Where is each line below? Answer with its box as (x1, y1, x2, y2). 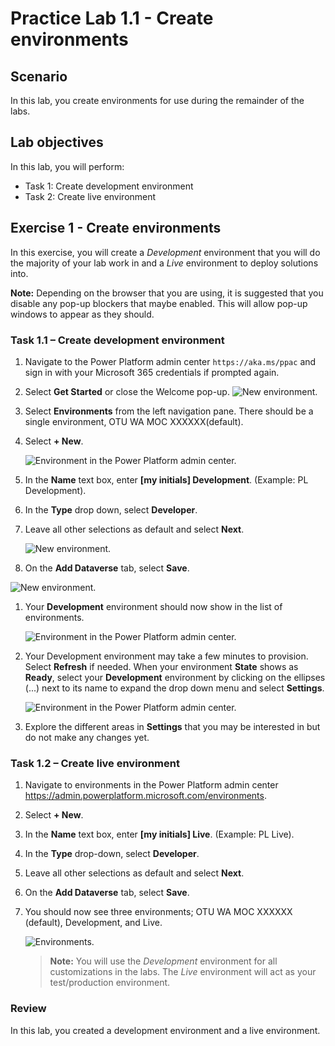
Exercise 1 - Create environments (10, 220, 222, 237)
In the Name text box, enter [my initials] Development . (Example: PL (24, 473, 309, 486)
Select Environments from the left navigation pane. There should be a (24, 405, 314, 417)
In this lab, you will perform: (10, 160, 125, 172)
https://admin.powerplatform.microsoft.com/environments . (24, 790, 267, 802)
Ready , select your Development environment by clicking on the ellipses (24, 671, 326, 683)
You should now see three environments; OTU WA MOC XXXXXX (24, 906, 293, 918)
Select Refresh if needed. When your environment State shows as (24, 660, 299, 672)
